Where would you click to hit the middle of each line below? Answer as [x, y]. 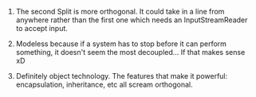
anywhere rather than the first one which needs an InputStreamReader [132, 20]
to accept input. [41, 28]
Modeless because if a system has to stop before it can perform [121, 44]
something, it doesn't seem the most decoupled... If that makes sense [130, 52]
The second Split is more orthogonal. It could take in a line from [120, 12]
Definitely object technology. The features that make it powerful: [122, 76]
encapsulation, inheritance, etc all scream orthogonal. [104, 84]
